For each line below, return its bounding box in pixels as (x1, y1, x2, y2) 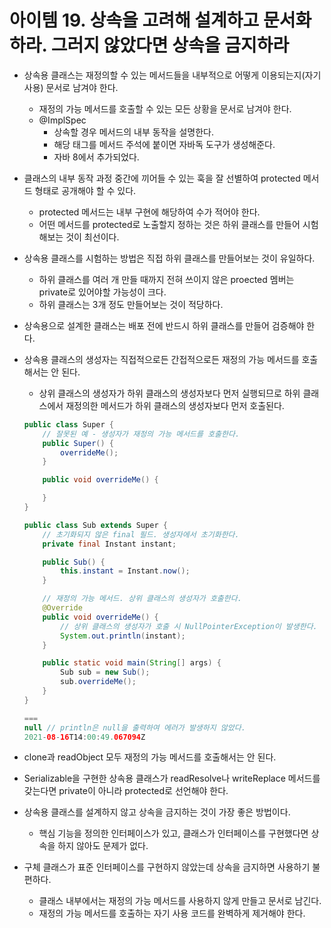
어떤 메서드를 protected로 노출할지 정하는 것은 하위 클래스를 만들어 (38, 218, 301, 230)
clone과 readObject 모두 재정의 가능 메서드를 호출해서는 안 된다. (23, 751, 277, 763)
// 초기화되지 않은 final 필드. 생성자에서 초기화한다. (42, 529, 240, 540)
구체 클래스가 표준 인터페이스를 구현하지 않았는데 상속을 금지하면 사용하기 (23, 861, 311, 873)
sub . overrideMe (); (60, 677, 137, 687)
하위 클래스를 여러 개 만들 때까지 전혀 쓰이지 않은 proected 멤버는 (38, 273, 295, 285)
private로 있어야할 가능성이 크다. (38, 286, 167, 298)
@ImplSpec (38, 114, 87, 126)
